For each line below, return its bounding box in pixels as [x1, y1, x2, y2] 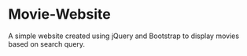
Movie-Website [8, 5, 112, 23]
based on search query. [8, 39, 85, 48]
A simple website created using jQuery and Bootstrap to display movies [8, 31, 240, 40]
